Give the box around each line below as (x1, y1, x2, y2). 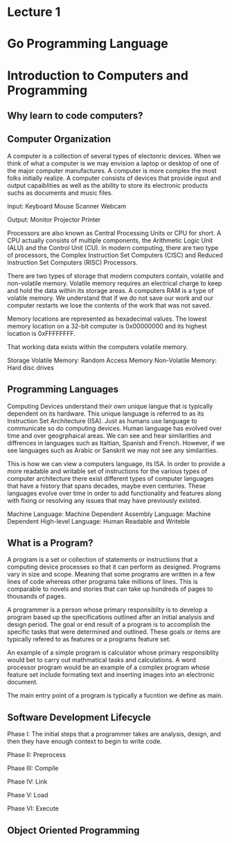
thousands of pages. (7, 592, 66, 601)
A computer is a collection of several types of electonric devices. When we (7, 152, 222, 160)
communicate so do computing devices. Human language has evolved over (7, 424, 222, 432)
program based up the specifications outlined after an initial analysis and (7, 613, 215, 621)
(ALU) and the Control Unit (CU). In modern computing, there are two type (7, 243, 219, 251)
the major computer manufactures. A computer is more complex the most (7, 166, 217, 175)
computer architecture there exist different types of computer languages (7, 474, 214, 482)
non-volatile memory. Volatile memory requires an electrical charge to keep (7, 278, 222, 287)
